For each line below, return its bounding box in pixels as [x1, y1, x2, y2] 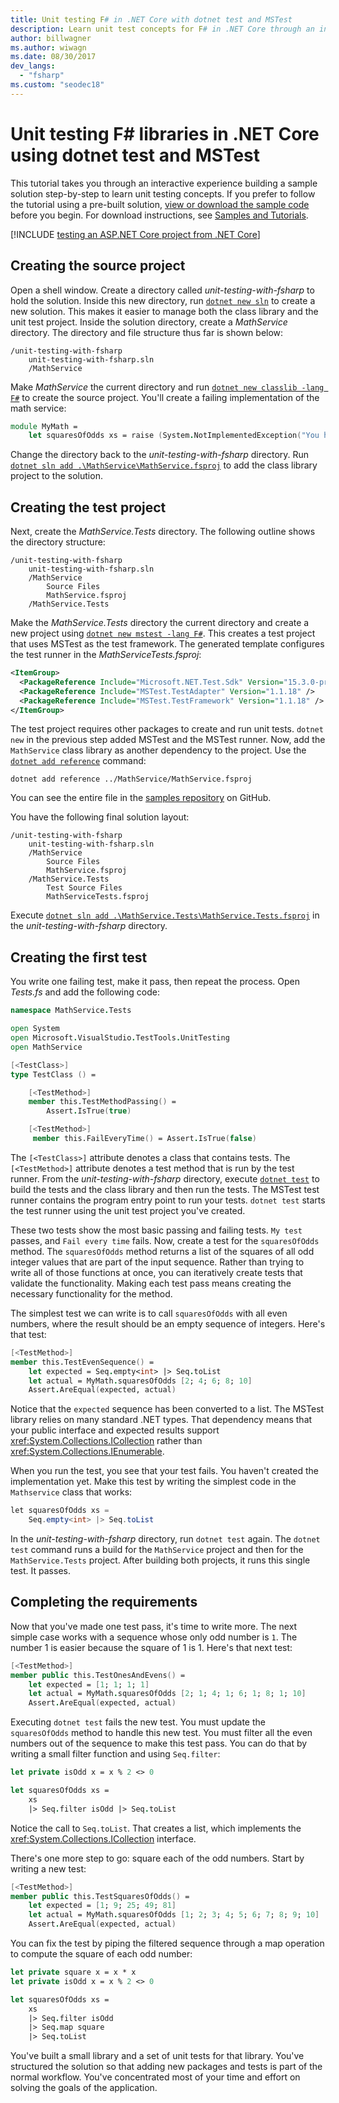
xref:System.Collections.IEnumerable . [10, 1446, 165, 1458]
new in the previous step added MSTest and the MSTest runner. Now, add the [10, 734, 326, 746]
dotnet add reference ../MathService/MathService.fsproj [10, 774, 253, 785]
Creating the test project [10, 499, 167, 516]
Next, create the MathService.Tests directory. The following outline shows [10, 526, 316, 538]
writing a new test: [10, 1862, 87, 1875]
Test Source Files [46, 883, 123, 893]
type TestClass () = [10, 1069, 97, 1080]
